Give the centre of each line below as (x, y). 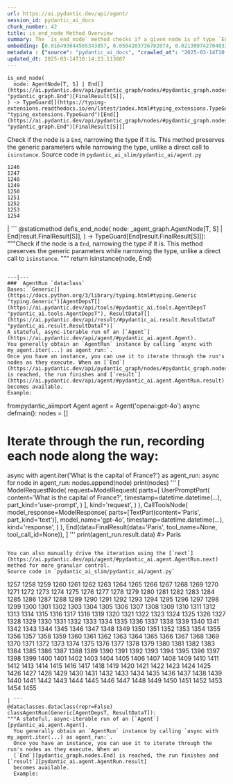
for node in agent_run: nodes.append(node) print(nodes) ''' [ (94, 482)
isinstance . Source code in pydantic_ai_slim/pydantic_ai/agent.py (104, 154)
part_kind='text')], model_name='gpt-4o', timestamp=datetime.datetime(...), (115, 520)
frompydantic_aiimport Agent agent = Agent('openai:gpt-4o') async (104, 406)
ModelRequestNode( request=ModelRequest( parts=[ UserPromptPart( (109, 490)
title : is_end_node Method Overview (60, 33)
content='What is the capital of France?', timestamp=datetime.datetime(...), (114, 497)
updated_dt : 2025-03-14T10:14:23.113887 (67, 59)
